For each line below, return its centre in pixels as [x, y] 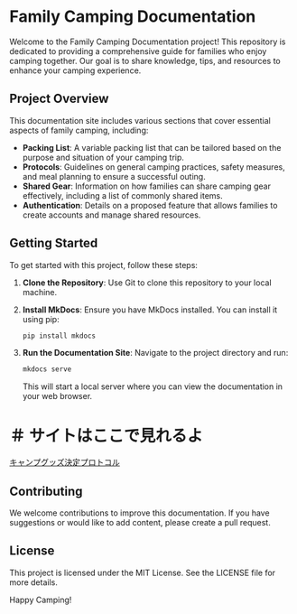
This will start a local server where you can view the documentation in [152, 386]
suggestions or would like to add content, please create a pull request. [140, 523]
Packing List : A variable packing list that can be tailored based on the [152, 147]
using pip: [41, 319]
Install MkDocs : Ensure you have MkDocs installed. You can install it [150, 310]
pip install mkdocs [59, 336]
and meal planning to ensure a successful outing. [114, 176]
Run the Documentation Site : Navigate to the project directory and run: [155, 353]
